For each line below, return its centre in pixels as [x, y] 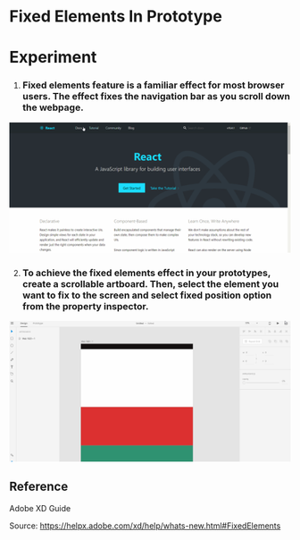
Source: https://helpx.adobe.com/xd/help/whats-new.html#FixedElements [145, 526]
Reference [39, 487]
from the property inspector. [85, 306]
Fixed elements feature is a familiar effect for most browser [153, 85]
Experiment [53, 58]
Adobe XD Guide [40, 508]
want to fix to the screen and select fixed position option [147, 295]
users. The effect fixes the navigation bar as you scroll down [156, 97]
